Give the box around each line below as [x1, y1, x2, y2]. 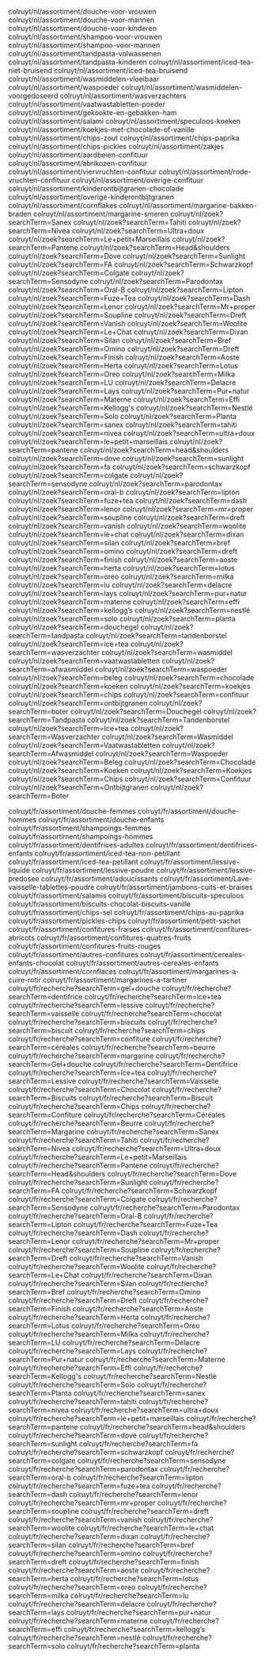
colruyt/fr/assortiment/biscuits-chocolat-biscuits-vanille [8, 899, 191, 908]
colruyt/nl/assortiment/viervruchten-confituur [8, 167, 157, 176]
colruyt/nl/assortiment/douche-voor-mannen [8, 15, 155, 25]
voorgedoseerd [8, 91, 59, 100]
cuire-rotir [8, 976, 41, 984]
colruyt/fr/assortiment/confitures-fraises [8, 925, 141, 933]
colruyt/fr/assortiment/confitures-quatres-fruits [36, 933, 191, 942]
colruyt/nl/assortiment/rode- [158, 167, 252, 176]
